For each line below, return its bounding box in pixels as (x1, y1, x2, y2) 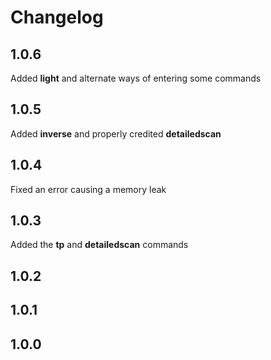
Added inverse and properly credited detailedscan (10, 127, 222, 140)
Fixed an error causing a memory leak (10, 183, 167, 195)
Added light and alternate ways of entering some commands (10, 72, 262, 84)
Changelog (10, 6, 104, 29)
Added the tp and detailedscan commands (10, 239, 189, 251)
